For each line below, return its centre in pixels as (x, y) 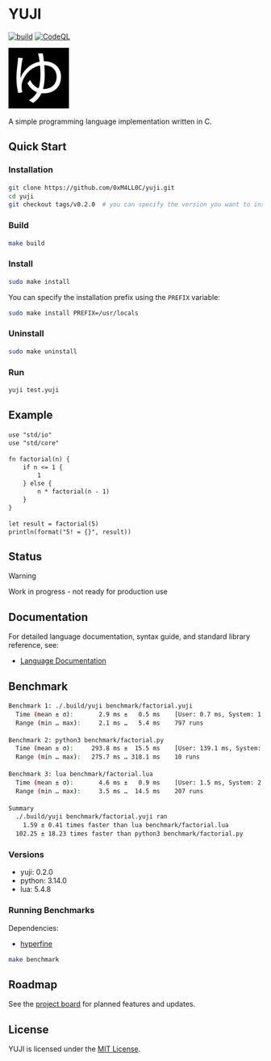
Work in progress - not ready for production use (88, 592)
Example (31, 415)
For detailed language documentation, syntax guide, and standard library (129, 636)
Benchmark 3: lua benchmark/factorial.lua (81, 774)
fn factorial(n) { (39, 459)
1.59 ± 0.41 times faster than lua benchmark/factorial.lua (126, 826)
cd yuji (21, 196)
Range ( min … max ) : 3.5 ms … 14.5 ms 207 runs (110, 791)
